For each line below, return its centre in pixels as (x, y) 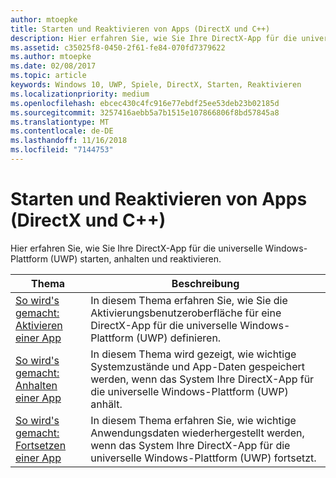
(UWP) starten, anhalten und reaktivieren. (135, 258)
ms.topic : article (48, 76)
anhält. (106, 404)
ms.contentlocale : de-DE (62, 131)
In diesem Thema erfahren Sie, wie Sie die (189, 300)
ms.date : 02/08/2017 (53, 66)
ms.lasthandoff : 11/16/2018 (69, 141)
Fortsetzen (41, 445)
